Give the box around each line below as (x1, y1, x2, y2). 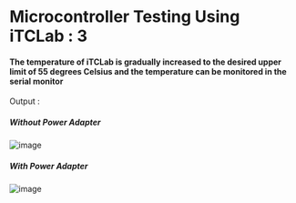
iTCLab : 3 (9, 25, 88, 46)
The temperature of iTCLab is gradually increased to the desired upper (9, 56, 282, 67)
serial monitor (9, 76, 64, 86)
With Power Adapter (9, 160, 88, 171)
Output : (9, 96, 40, 107)
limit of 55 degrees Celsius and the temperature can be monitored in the (9, 66, 287, 76)
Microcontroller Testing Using (9, 6, 240, 27)
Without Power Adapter (9, 117, 101, 127)
